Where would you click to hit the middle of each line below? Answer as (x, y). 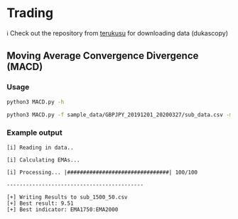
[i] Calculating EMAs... (43, 160)
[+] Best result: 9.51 (40, 203)
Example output (34, 133)
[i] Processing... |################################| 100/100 (102, 172)
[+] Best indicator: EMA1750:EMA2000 (63, 209)
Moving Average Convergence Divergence (103, 56)
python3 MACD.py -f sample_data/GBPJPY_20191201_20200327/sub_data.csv (115, 115)
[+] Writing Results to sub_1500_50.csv (67, 197)
